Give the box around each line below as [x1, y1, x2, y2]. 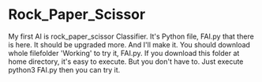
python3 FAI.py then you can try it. [8, 65, 121, 74]
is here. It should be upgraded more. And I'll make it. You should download [8, 39, 251, 49]
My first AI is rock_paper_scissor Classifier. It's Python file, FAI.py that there [8, 32, 254, 41]
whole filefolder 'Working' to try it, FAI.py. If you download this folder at [8, 48, 240, 58]
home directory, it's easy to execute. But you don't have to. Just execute [8, 57, 244, 66]
